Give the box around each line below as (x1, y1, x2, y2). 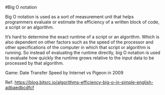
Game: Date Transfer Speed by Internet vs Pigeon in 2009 (5, 70, 124, 76)
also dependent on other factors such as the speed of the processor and (5, 39, 154, 45)
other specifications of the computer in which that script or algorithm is (5, 45, 151, 50)
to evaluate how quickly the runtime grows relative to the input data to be (5, 55, 155, 61)
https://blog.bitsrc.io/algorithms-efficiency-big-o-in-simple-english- (14, 79, 154, 85)
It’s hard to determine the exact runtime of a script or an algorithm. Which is (5, 34, 160, 40)
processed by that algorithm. (5, 60, 64, 66)
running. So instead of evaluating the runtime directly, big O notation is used (5, 49, 161, 55)
